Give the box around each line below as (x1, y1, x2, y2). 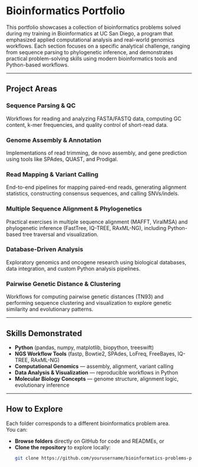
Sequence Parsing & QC (6, 101, 76, 110)
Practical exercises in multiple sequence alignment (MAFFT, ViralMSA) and (6, 218, 188, 225)
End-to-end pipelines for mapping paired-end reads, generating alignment (6, 184, 187, 191)
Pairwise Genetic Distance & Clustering (6, 279, 121, 288)
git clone (14, 455, 39, 461)
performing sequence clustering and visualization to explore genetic (6, 300, 172, 307)
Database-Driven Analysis (6, 245, 84, 254)
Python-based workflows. (6, 61, 69, 68)
